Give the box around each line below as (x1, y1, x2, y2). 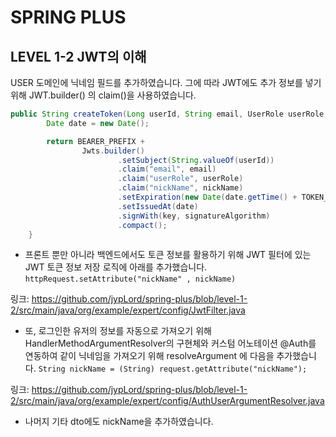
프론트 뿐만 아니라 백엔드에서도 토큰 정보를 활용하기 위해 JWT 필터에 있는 (24, 249, 312, 261)
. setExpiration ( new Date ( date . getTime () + (117, 192, 298, 202)
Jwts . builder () (81, 146, 145, 156)
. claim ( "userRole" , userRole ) (117, 174, 244, 184)
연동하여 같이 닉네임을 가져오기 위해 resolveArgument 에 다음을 (24, 350, 275, 362)
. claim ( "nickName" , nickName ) (117, 183, 244, 193)
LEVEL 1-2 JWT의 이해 (10, 48, 147, 65)
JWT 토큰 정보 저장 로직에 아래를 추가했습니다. (24, 261, 208, 273)
